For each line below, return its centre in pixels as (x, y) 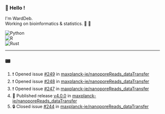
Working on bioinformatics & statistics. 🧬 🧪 (48, 23)
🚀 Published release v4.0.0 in (41, 95)
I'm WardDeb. (19, 19)
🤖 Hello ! (15, 8)
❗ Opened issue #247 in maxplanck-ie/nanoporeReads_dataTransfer (81, 89)
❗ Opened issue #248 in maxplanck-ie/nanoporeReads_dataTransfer (81, 81)
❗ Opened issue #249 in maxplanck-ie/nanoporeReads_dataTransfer (81, 74)
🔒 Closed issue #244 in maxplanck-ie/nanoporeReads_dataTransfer (80, 106)
